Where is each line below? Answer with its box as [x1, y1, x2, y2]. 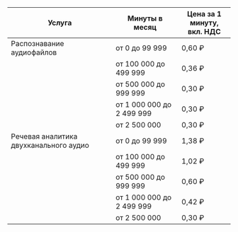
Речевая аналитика [11, 132, 78, 141]
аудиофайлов [11, 47, 57, 57]
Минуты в [127, 13, 163, 23]
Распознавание [11, 39, 64, 48]
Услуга [47, 18, 72, 28]
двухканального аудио [11, 141, 90, 150]
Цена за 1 [186, 9, 222, 18]
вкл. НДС [187, 27, 221, 36]
